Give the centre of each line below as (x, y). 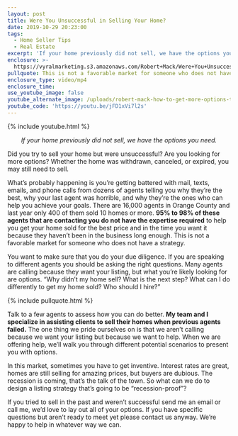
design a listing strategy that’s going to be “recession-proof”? (97, 388)
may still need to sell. (38, 169)
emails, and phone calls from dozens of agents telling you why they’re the (115, 190)
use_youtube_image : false (45, 93)
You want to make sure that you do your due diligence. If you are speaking (116, 257)
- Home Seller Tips (42, 40)
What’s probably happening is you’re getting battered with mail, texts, (109, 182)
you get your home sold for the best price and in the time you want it (107, 228)
